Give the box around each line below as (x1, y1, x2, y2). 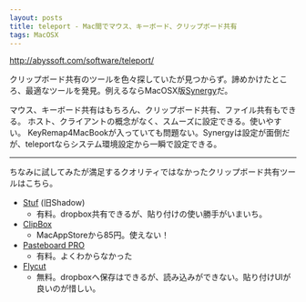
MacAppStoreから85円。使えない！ (36, 229, 170, 241)
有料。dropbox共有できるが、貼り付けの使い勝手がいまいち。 (36, 208, 267, 219)
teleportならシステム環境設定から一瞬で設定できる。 (25, 138, 222, 150)
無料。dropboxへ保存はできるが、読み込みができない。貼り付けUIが (36, 272, 291, 283)
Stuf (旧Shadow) (22, 197, 86, 208)
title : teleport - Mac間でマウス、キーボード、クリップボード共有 (9, 22, 238, 31)
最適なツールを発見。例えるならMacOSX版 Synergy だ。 (25, 86, 233, 96)
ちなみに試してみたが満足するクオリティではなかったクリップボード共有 (9, 166, 280, 177)
